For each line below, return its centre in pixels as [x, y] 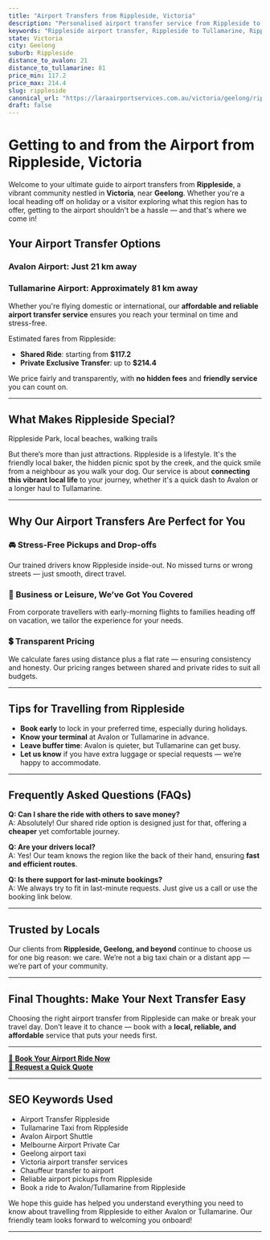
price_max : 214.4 [37, 83]
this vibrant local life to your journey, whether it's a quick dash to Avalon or [133, 480]
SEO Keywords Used [61, 1100]
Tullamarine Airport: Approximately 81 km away [103, 289]
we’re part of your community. [58, 966]
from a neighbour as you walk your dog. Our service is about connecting [129, 472]
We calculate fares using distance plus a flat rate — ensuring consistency [130, 659]
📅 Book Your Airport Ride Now [59, 1058]
